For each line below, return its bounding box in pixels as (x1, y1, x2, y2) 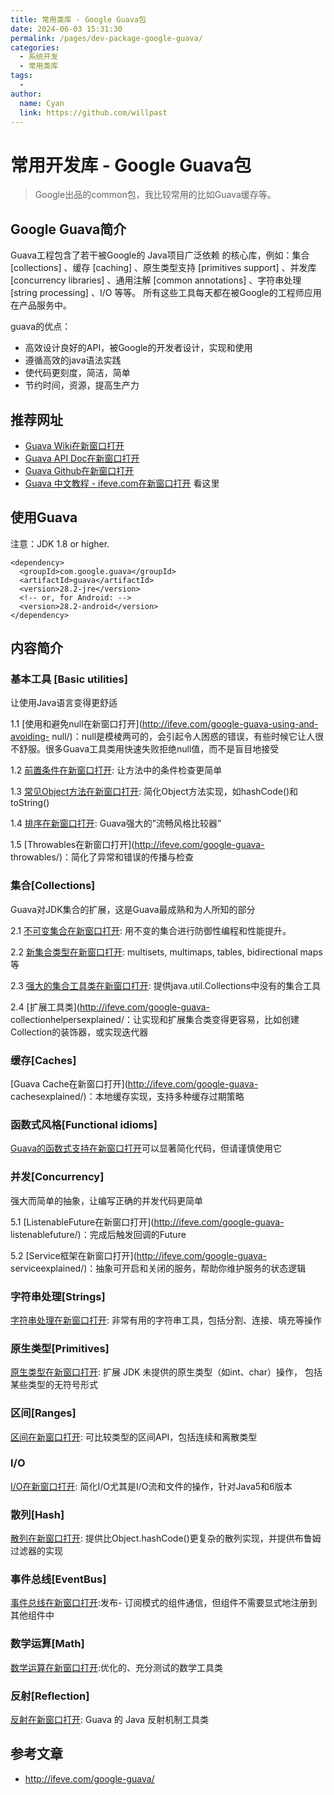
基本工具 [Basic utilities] (10, 672, 128, 686)
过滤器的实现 (10, 1545, 63, 1557)
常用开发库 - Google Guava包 (10, 154, 252, 176)
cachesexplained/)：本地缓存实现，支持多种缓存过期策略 (10, 1091, 245, 1103)
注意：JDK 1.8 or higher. (10, 537, 110, 550)
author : (10, 89, 43, 99)
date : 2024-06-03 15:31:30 (10, 24, 123, 34)
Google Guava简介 (10, 221, 127, 238)
